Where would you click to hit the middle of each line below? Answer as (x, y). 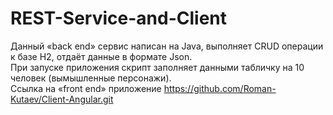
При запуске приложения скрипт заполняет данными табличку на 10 (157, 67)
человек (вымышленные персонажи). (91, 78)
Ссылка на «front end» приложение (86, 88)
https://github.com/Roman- (220, 88)
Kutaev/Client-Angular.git (62, 99)
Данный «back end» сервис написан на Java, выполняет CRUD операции (167, 46)
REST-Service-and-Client (119, 18)
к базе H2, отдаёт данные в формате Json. (101, 56)
